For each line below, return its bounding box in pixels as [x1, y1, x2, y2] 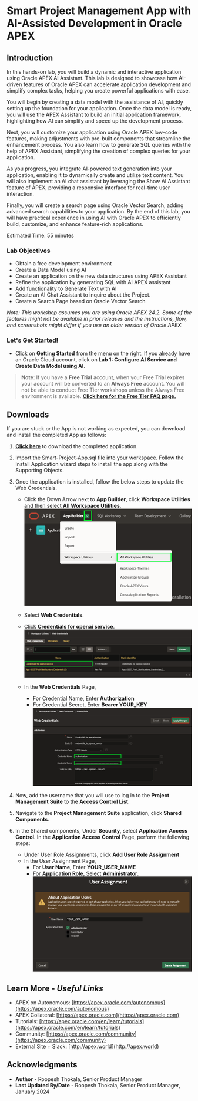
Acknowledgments [6, 1060, 78, 1070]
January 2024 [15, 1088, 50, 1095]
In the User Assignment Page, [24, 857, 96, 865]
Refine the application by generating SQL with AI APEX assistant [15, 279, 171, 286]
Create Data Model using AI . [15, 362, 86, 369]
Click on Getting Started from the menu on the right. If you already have [15, 350, 190, 357]
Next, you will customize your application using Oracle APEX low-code [6, 129, 178, 136]
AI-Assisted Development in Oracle [6, 17, 182, 30]
